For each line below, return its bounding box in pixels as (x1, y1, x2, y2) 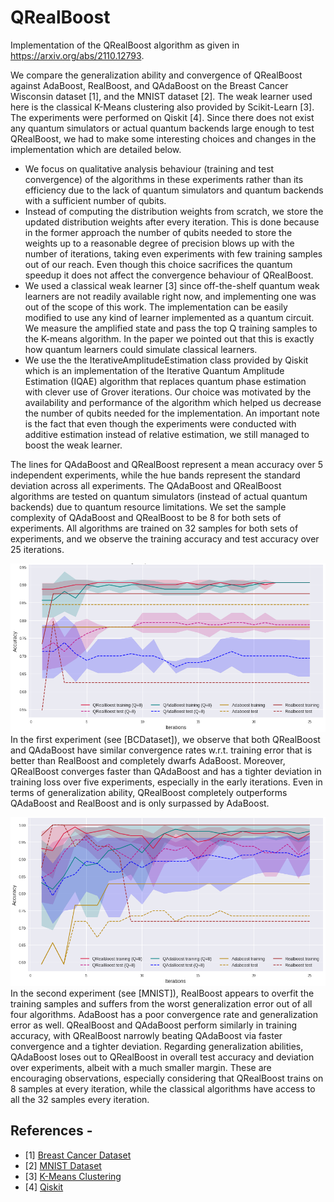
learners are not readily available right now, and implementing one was (24, 290, 317, 302)
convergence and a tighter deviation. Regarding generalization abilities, (10, 1040, 304, 1052)
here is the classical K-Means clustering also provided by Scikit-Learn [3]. (10, 101, 315, 113)
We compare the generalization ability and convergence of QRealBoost (10, 69, 303, 81)
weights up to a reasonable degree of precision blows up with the (24, 237, 295, 249)
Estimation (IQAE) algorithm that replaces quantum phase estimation (24, 375, 307, 387)
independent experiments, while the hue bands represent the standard (10, 469, 301, 481)
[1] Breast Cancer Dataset (24, 1149, 132, 1161)
